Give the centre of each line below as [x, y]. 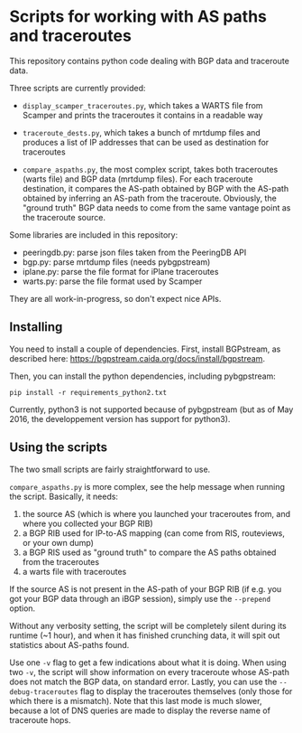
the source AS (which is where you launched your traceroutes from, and [156, 513]
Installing [36, 327]
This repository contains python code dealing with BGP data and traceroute [150, 61]
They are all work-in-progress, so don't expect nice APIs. [115, 298]
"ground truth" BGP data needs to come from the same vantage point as [156, 207]
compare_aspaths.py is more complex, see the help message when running [147, 486]
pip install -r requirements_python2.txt [88, 392]
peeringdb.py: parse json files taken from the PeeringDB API [134, 252]
